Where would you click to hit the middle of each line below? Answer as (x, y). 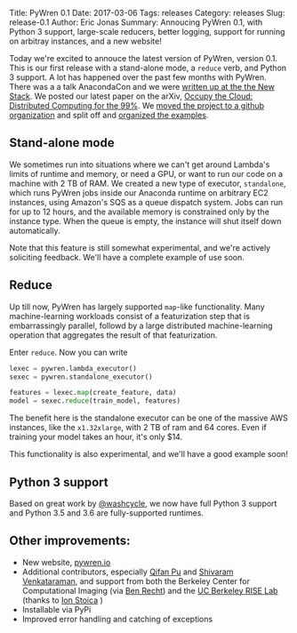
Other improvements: (70, 541)
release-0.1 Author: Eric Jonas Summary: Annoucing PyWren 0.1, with (136, 22)
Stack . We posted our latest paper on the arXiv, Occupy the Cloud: (131, 96)
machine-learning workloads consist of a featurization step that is (130, 316)
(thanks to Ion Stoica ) (63, 600)
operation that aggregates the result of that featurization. (113, 335)
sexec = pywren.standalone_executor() (81, 377)
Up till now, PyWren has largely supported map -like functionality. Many (137, 307)
